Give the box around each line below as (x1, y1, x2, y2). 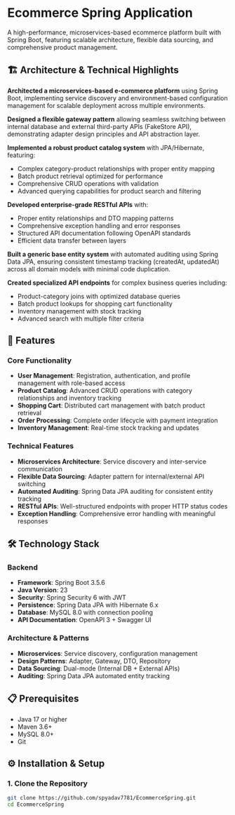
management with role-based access (17, 379, 126, 387)
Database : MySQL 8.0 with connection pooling (17, 608, 153, 617)
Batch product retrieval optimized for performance (17, 172, 163, 180)
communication (17, 464, 63, 473)
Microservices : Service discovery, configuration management (17, 649, 198, 657)
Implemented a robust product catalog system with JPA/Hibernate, (7, 143, 205, 151)
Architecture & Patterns (7, 633, 90, 643)
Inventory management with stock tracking (17, 307, 142, 315)
